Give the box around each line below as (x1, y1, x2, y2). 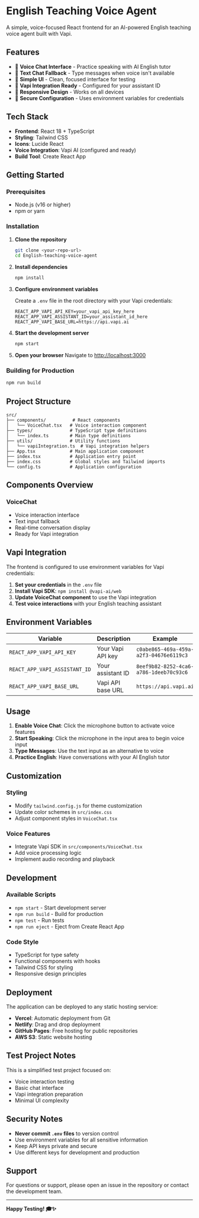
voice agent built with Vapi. (6, 30, 72, 37)
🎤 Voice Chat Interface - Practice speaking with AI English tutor (14, 63, 171, 70)
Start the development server (14, 329, 89, 336)
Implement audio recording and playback (14, 856, 115, 863)
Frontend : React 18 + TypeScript (14, 128, 95, 135)
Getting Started (6, 170, 65, 180)
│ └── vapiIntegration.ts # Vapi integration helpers (6, 443, 150, 449)
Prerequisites (6, 187, 46, 196)
